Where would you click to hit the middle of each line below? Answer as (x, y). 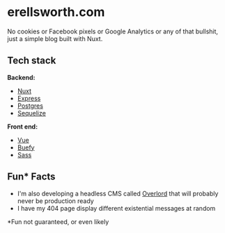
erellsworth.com (56, 12)
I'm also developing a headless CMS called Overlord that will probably (118, 193)
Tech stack (32, 61)
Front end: (23, 127)
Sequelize (32, 113)
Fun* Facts (31, 177)
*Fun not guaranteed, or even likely (58, 222)
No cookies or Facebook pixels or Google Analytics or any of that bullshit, (113, 31)
